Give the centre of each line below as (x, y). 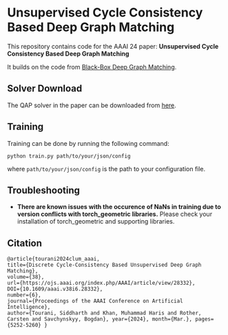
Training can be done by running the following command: (89, 143)
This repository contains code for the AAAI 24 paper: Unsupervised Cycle (113, 46)
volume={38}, (26, 277)
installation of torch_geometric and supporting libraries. (96, 221)
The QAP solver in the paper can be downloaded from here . (92, 105)
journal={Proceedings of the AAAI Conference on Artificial (95, 301)
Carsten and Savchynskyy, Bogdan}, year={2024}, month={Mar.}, (100, 319)
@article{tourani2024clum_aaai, (53, 259)
